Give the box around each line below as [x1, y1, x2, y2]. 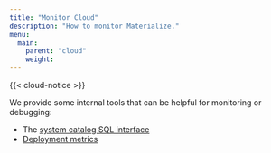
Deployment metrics [22, 134, 98, 144]
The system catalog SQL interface [22, 124, 150, 135]
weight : [25, 55, 54, 64]
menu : [9, 30, 30, 39]
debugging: [9, 107, 52, 117]
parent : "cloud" [25, 47, 88, 56]
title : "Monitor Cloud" [9, 13, 99, 22]
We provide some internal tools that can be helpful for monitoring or [9, 97, 262, 108]
